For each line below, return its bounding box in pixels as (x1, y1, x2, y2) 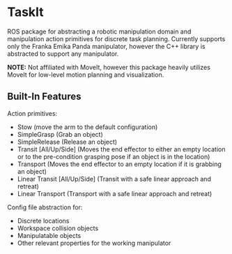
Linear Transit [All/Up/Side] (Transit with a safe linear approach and (17, 174, 211, 183)
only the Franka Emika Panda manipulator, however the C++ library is (7, 42, 206, 50)
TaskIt (7, 4, 44, 20)
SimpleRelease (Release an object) (17, 137, 117, 146)
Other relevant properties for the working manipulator (17, 239, 171, 247)
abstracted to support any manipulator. (7, 50, 119, 58)
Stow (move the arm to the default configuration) (17, 123, 158, 131)
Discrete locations (17, 216, 70, 225)
